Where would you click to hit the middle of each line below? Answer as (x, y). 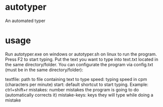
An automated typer (25, 21)
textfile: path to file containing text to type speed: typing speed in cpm (76, 79)
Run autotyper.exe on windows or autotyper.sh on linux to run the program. (81, 54)
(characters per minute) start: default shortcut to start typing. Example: (77, 84)
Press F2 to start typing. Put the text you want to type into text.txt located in (82, 59)
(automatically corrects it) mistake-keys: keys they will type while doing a (79, 95)
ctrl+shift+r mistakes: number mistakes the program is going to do (72, 89)
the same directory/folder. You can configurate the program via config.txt (79, 64)
